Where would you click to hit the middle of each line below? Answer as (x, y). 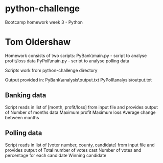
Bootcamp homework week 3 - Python (44, 22)
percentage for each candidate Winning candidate (56, 155)
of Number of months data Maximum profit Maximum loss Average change (80, 112)
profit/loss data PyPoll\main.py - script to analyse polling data (67, 61)
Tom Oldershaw (38, 42)
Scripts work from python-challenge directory (51, 70)
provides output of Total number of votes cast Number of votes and (73, 150)
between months (22, 117)
